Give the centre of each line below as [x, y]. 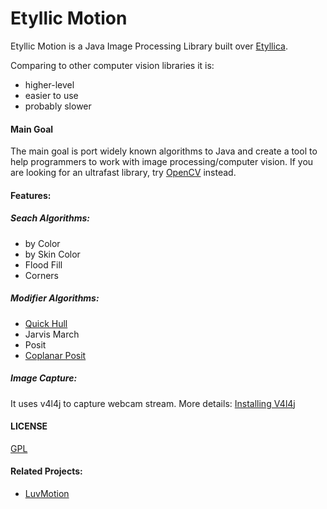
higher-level [49, 84]
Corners [42, 275]
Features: [31, 195]
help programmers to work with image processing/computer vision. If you [162, 162]
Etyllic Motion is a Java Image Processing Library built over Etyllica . [149, 46]
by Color [42, 243]
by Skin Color [52, 254]
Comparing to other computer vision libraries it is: [112, 65]
